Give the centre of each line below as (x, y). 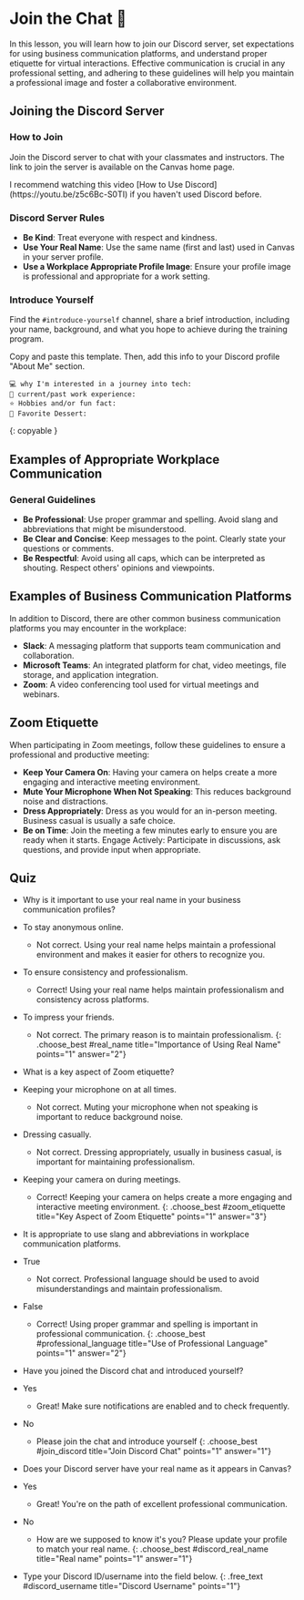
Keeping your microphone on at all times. (100, 1090)
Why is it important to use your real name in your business (132, 900)
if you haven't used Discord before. (196, 194)
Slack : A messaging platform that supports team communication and (152, 645)
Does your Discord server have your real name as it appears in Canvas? (157, 1469)
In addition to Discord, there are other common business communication (145, 618)
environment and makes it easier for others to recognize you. (151, 955)
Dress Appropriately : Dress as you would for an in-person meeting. (150, 811)
